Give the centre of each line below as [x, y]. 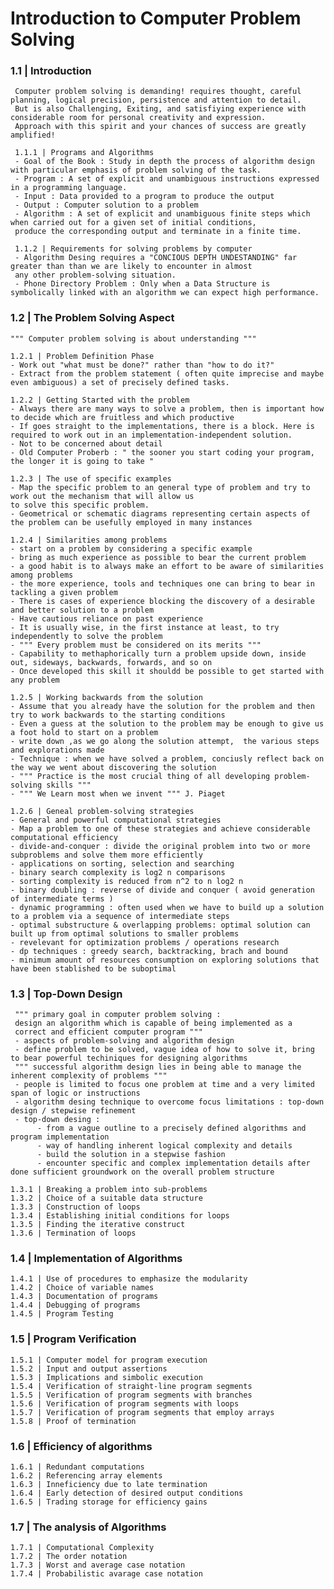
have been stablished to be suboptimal [93, 968]
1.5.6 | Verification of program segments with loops [125, 1403]
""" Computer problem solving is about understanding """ [133, 338]
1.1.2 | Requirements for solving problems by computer [133, 249]
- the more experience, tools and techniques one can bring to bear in [162, 583]
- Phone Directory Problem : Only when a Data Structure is [142, 284]
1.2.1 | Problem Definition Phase [82, 356]
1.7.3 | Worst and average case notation [98, 1565]
